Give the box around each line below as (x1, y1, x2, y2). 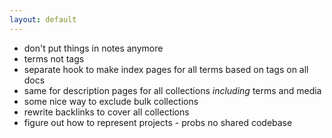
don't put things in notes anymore (23, 42, 164, 54)
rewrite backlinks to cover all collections (23, 106, 190, 118)
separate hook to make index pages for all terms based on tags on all (23, 63, 309, 75)
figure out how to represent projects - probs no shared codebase (23, 116, 293, 128)
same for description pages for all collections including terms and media (23, 84, 322, 96)
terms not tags (23, 52, 85, 65)
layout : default (9, 14, 77, 25)
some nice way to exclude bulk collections (23, 95, 199, 107)
